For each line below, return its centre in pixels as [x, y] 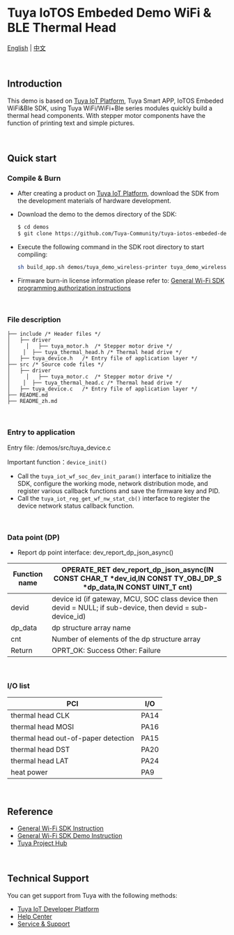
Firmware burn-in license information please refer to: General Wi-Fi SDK [121, 281]
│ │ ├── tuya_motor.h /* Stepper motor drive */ [90, 346]
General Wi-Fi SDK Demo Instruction [70, 836]
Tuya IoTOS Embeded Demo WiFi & [109, 13]
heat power [29, 772]
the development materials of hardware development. [94, 201]
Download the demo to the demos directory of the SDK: [97, 214]
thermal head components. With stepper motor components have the [106, 115]
